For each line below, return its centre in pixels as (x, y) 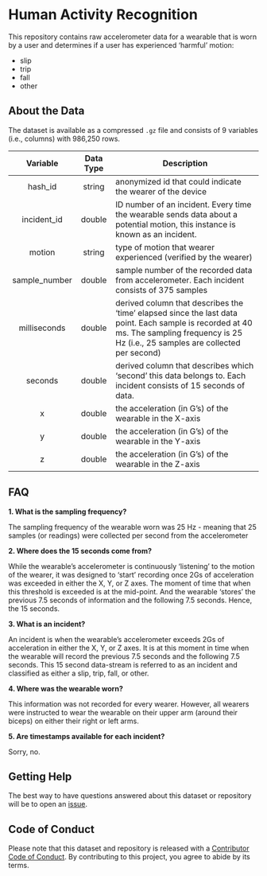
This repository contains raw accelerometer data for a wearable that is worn (132, 37)
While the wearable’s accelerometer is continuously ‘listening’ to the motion (132, 566)
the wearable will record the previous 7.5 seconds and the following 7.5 (124, 656)
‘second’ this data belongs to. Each (180, 376)
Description (185, 163)
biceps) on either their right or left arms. (74, 721)
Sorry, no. (25, 751)
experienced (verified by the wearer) (184, 257)
